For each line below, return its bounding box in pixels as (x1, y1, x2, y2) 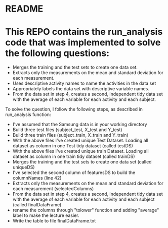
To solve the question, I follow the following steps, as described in (5, 106, 143, 112)
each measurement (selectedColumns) (12, 186, 94, 192)
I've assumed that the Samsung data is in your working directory (12, 122, 148, 128)
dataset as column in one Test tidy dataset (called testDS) (12, 143, 133, 149)
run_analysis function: (5, 111, 52, 118)
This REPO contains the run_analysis (5, 26, 163, 38)
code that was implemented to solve (5, 37, 161, 48)
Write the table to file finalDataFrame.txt (12, 218, 96, 224)
